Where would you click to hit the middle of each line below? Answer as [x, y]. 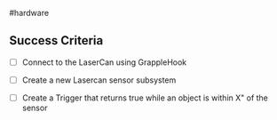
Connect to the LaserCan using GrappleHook [104, 62]
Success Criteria [56, 40]
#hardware [29, 13]
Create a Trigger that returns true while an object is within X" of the [145, 98]
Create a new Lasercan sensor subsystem [99, 80]
